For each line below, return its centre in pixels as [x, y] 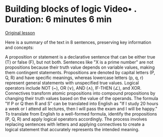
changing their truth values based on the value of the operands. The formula [81, 98]
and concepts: [19, 47]
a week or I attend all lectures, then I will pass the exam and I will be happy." [81, 109]
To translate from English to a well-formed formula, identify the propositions [81, 114]
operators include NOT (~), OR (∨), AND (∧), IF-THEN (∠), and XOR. [73, 88]
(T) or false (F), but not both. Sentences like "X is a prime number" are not [79, 62]
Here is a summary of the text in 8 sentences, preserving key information [78, 42]
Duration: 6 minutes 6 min [58, 19]
